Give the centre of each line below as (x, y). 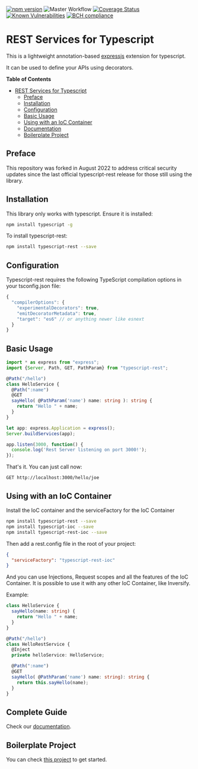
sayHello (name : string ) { (44, 611)
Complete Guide (37, 712)
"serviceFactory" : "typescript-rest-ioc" (63, 560)
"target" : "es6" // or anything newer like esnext (81, 319)
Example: (17, 595)
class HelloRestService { (38, 644)
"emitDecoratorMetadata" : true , (57, 313)
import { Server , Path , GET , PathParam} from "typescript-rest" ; (87, 368)
